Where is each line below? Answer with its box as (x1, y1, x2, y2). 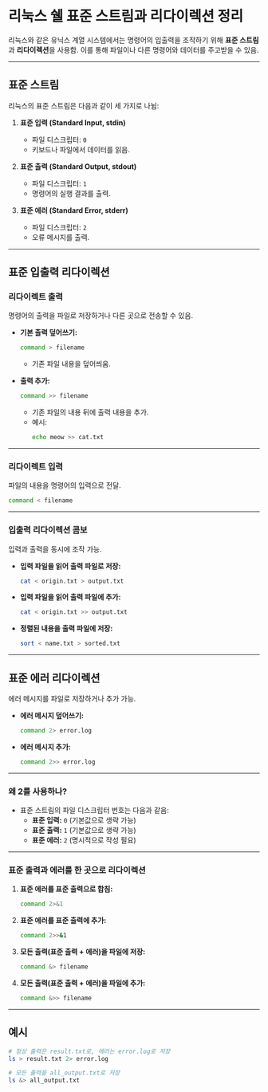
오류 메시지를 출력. (31, 232, 90, 242)
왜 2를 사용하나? (8, 786, 68, 797)
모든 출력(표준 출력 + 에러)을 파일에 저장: (19, 947, 146, 956)
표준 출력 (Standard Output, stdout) (19, 161, 137, 171)
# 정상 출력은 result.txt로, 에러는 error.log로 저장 (8, 1047, 171, 1055)
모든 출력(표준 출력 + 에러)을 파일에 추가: (19, 978, 146, 988)
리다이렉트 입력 (8, 461, 64, 472)
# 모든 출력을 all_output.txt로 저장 (8, 1069, 120, 1077)
